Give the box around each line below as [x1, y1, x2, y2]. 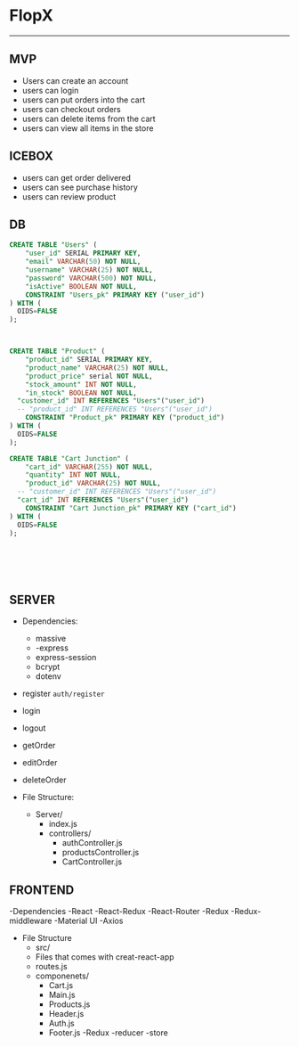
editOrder [21, 757, 58, 768]
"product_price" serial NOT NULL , [25, 372, 153, 380]
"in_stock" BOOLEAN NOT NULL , [25, 389, 138, 397]
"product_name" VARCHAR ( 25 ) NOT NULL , [25, 363, 169, 372]
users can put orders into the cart [21, 94, 146, 105]
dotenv [35, 671, 62, 682]
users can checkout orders [21, 103, 122, 114]
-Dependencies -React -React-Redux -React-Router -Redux [9, 906, 230, 916]
